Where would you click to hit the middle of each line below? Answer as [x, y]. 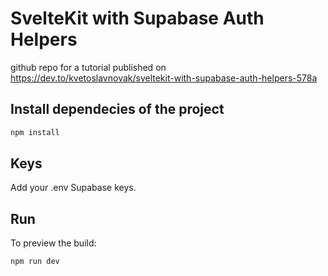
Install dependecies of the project [117, 109]
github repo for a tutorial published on [88, 67]
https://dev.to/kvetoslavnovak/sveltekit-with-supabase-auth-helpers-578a [164, 78]
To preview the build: [53, 243]
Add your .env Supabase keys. [73, 188]
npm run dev [35, 262]
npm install [35, 132]
